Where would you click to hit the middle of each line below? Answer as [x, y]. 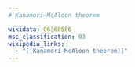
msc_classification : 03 [47, 37]
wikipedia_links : [36, 44]
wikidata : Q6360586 [40, 29]
